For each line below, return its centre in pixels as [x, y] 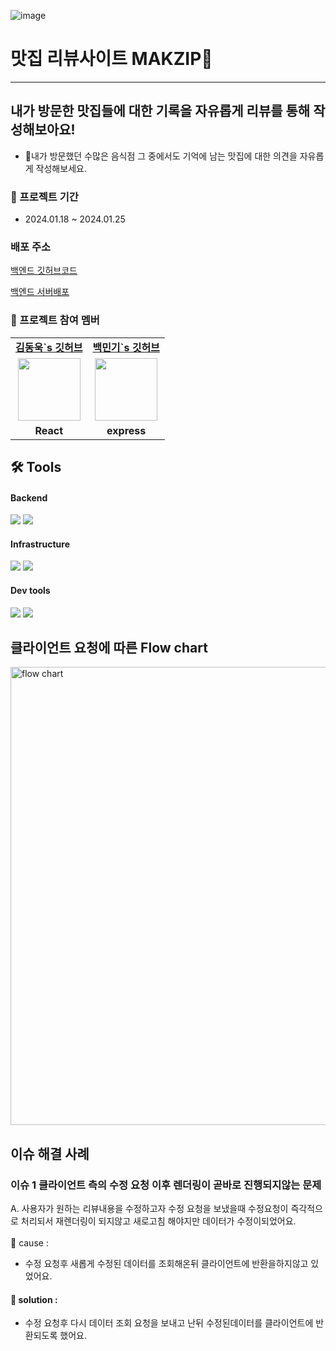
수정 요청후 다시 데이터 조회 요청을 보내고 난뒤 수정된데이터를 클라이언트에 [169, 1323]
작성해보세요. [61, 168]
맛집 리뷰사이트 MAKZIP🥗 [111, 59]
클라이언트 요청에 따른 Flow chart [109, 648]
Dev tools [30, 591]
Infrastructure [40, 544]
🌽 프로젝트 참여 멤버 [55, 320]
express [126, 430]
